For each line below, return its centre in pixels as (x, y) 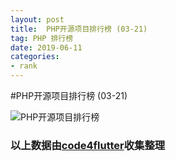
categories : (35, 57)
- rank (24, 66)
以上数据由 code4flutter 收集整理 (88, 145)
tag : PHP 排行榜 (42, 38)
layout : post (37, 19)
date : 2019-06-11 (46, 47)
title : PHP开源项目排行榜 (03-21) (79, 29)
